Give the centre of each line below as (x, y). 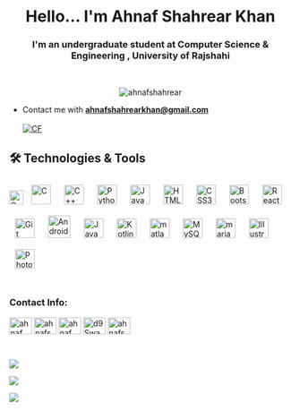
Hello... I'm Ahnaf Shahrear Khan (150, 17)
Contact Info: (39, 303)
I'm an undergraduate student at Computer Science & (150, 45)
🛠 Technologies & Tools (77, 158)
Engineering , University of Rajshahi (150, 56)
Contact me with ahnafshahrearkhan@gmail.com (115, 110)
